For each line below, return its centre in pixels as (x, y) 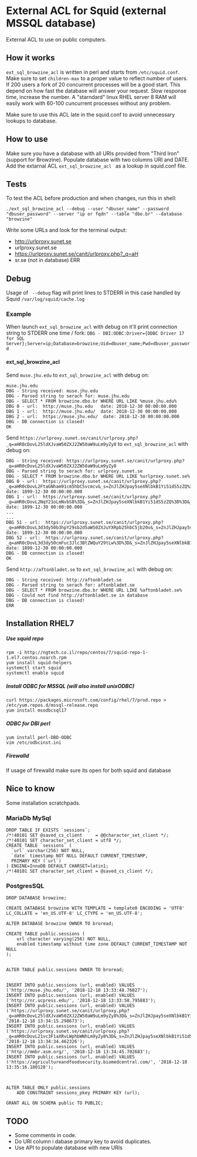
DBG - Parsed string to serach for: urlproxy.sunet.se (74, 471)
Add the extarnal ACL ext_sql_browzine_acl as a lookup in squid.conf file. (96, 166)
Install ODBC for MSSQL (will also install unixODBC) (70, 686)
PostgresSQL (25, 886)
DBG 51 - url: (23, 522)
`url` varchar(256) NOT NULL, (48, 851)
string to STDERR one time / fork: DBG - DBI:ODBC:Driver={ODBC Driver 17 (95, 333)
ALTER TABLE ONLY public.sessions (48, 1088)
